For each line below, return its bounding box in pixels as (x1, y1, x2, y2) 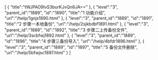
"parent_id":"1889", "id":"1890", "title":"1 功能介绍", (4, 10, 106, 15)
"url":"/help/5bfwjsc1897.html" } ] (4, 50, 71, 55)
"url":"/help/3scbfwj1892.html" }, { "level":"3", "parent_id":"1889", (4, 32, 136, 38)
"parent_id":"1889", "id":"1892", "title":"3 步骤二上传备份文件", (4, 27, 128, 33)
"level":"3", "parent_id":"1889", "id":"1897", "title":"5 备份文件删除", (4, 45, 138, 50)
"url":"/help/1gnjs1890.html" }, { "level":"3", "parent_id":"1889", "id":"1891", (4, 15, 154, 21)
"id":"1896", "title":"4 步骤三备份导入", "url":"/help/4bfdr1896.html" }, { (4, 38, 145, 44)
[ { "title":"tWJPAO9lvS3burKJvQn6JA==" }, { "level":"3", (4, 4, 118, 10)
